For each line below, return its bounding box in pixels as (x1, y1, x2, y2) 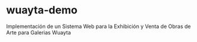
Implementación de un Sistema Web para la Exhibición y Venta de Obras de (6, 23, 191, 30)
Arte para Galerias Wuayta (6, 29, 71, 36)
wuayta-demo (6, 3, 78, 17)
